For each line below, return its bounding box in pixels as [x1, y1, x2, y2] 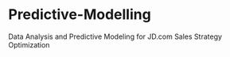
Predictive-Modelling [8, 6, 151, 24]
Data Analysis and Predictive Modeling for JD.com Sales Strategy [8, 32, 223, 41]
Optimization [8, 40, 50, 49]
